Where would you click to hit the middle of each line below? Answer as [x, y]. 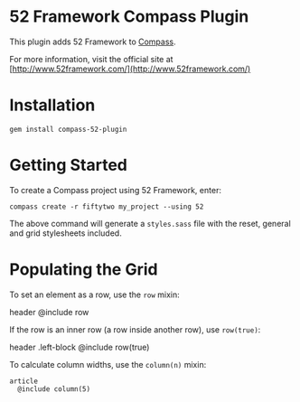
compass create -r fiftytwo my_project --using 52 [107, 206]
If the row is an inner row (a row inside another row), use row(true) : [135, 329]
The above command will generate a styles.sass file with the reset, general [150, 223]
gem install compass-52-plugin [68, 129]
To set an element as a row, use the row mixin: [95, 294]
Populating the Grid [84, 269]
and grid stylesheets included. [66, 233]
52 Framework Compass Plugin [129, 17]
